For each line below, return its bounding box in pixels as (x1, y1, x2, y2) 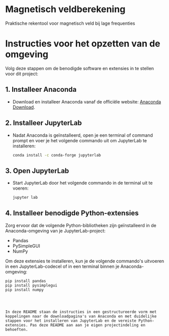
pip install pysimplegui (5, 283, 58, 288)
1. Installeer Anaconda (5, 85, 77, 94)
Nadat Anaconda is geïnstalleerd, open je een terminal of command (12, 132, 153, 138)
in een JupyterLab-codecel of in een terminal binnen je (5, 263, 120, 269)
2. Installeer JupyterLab (5, 119, 82, 127)
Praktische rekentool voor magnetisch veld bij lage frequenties (5, 20, 135, 26)
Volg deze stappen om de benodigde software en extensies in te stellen (5, 65, 154, 71)
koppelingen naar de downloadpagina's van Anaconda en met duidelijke (5, 314, 157, 319)
